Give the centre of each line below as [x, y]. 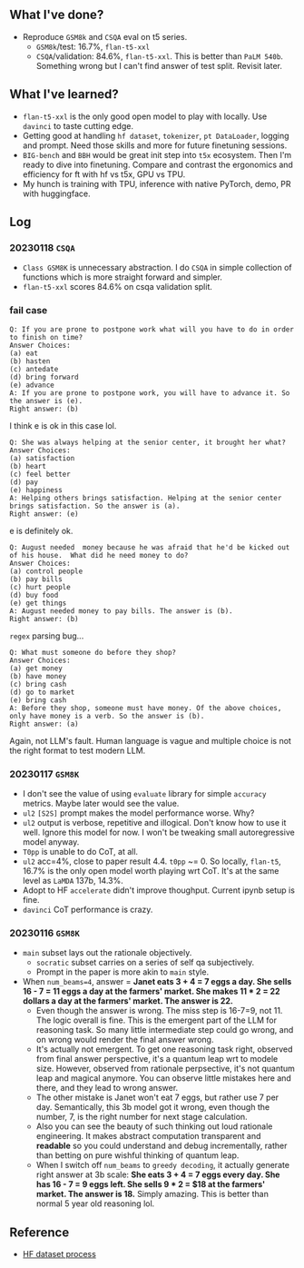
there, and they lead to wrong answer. [107, 1088]
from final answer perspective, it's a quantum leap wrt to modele [157, 1059]
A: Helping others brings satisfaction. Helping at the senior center [146, 498]
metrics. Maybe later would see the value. [101, 803]
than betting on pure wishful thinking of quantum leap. [137, 1155]
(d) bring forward [44, 377]
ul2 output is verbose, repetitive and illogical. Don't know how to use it [154, 822]
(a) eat [24, 353]
